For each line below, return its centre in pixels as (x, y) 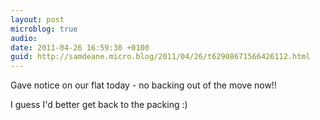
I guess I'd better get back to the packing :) (99, 105)
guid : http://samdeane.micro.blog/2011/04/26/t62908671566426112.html (160, 57)
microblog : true (44, 29)
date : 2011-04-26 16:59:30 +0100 (80, 47)
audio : (24, 38)
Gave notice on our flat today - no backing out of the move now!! (143, 85)
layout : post (37, 19)
